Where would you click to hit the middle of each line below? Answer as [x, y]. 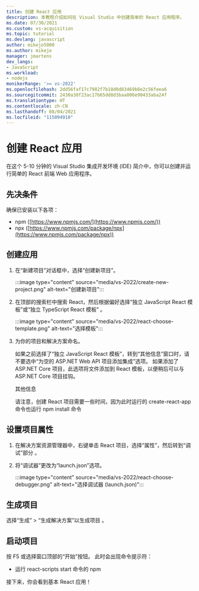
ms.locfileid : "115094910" [40, 117]
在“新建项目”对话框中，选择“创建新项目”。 [67, 270]
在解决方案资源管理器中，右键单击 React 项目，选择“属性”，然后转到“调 [103, 445]
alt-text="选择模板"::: [77, 328]
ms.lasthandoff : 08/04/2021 [41, 112]
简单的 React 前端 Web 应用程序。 [53, 174]
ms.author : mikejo [29, 51]
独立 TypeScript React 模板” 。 [68, 309]
